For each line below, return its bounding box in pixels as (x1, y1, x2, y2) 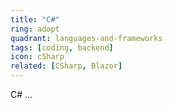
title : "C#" (10, 14, 60, 25)
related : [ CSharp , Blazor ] (10, 61, 123, 71)
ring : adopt (10, 24, 60, 34)
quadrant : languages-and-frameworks (10, 33, 163, 43)
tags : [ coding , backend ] (10, 42, 114, 53)
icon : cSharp (10, 52, 65, 62)
